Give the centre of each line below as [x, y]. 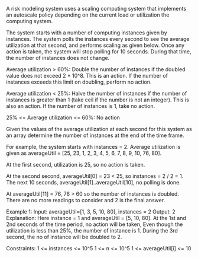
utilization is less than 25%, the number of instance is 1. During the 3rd [92, 230]
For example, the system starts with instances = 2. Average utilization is [93, 147]
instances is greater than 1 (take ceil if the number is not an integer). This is [98, 100]
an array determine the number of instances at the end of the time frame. [95, 135]
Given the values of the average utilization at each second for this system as [99, 129]
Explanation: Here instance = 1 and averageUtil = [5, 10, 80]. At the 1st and [96, 218]
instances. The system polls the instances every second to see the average [98, 39]
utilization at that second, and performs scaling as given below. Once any [95, 45]
